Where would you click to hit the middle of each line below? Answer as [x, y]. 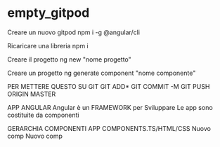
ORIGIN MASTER [32, 94]
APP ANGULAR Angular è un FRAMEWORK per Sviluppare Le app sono [110, 107]
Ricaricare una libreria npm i [48, 45]
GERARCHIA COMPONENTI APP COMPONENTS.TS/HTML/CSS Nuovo [109, 128]
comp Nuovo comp [35, 136]
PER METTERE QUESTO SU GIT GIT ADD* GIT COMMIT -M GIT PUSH [109, 86]
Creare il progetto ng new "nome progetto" [69, 59]
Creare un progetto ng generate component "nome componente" [102, 73]
